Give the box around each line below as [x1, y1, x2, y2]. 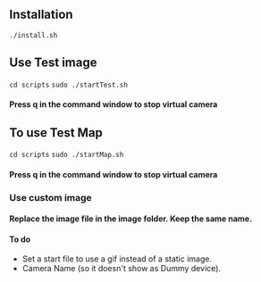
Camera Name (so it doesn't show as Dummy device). [21, 263, 222, 274]
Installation [9, 7, 73, 22]
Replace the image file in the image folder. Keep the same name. [9, 213, 253, 224]
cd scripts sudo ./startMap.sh [9, 151, 124, 160]
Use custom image [9, 191, 92, 203]
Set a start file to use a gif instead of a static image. [21, 253, 213, 264]
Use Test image [9, 55, 97, 70]
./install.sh [9, 30, 58, 39]
